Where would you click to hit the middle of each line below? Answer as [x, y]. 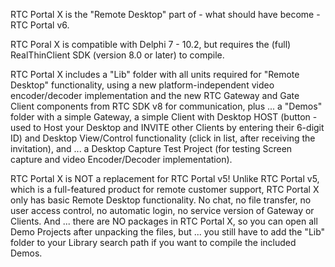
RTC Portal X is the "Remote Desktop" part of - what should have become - [165, 14]
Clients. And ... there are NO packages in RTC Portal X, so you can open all [164, 221]
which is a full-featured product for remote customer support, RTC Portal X [165, 189]
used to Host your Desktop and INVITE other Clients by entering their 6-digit [167, 127]
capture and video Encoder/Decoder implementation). [121, 159]
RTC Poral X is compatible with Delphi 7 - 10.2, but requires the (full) [151, 44]
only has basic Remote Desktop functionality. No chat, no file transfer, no [161, 200]
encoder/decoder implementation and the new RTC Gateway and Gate [155, 95]
